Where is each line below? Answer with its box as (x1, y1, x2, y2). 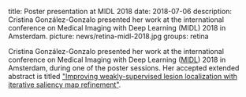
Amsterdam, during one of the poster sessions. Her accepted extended (8, 63, 240, 73)
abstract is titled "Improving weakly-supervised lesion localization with (8, 72, 238, 81)
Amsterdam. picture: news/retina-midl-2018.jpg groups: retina (8, 31, 209, 41)
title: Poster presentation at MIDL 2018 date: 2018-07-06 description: (8, 7, 233, 16)
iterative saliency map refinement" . (8, 80, 121, 89)
